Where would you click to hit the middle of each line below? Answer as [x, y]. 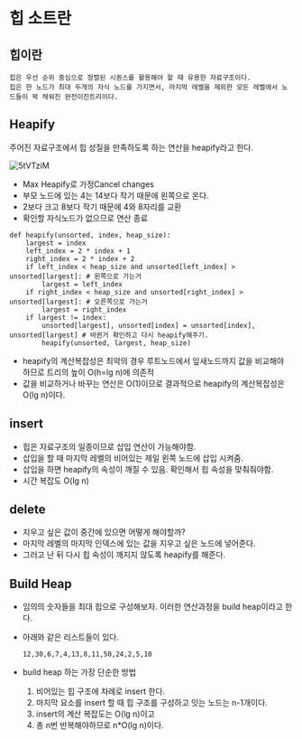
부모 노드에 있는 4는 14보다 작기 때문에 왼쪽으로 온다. [115, 195]
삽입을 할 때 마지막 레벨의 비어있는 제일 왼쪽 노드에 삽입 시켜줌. [133, 458]
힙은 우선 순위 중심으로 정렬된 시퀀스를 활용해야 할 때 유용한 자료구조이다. [130, 78]
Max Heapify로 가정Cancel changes [88, 184]
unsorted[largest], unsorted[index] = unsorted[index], [149, 325]
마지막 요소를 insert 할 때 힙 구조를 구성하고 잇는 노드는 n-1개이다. [151, 703]
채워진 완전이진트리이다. [80, 97]
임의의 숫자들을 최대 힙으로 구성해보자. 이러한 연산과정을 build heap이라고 [153, 607]
